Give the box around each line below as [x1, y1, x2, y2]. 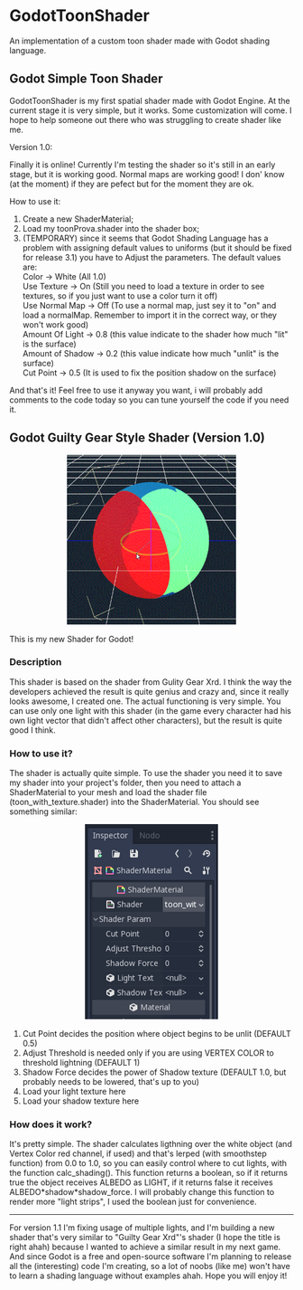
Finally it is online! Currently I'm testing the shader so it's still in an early [9, 159, 276, 170]
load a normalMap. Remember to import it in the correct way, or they [22, 309, 278, 320]
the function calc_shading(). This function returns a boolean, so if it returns [9, 1168, 289, 1179]
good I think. [9, 725, 56, 735]
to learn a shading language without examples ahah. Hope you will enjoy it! [9, 1270, 288, 1281]
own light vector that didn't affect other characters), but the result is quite [9, 715, 282, 726]
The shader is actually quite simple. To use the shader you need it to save [9, 768, 283, 779]
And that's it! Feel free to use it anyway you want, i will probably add [9, 384, 263, 395]
